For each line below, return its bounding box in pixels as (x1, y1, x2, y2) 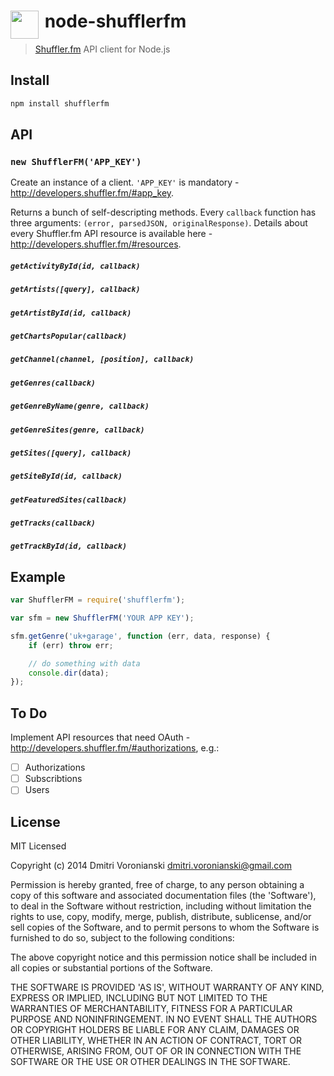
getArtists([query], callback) (10, 285, 141, 295)
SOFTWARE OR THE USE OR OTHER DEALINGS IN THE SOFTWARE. (10, 1056, 291, 1068)
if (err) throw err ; (28, 640, 114, 650)
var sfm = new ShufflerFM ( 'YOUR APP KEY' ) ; (10, 613, 195, 624)
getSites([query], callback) (10, 448, 132, 458)
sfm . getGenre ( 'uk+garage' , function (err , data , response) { (10, 631, 271, 641)
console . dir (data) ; (28, 668, 110, 678)
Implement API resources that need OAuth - (10, 731, 191, 744)
